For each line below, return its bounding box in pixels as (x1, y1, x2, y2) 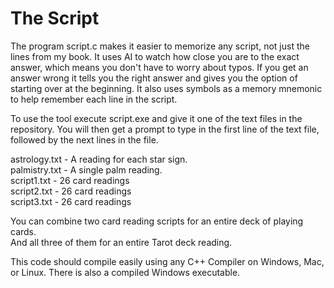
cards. (10, 225, 37, 237)
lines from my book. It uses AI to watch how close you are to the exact (10, 50, 300, 62)
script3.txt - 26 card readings (10, 195, 132, 207)
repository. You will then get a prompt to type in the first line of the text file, (10, 123, 320, 135)
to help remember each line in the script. (10, 93, 178, 105)
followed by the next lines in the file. (10, 133, 159, 146)
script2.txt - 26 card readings (10, 185, 132, 197)
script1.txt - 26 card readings (10, 174, 130, 186)
